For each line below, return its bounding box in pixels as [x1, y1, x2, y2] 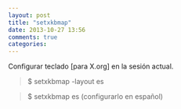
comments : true [8, 33, 58, 41]
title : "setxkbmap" [8, 19, 72, 26]
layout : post [8, 11, 51, 19]
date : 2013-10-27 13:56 [8, 26, 86, 33]
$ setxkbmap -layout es [27, 77, 104, 86]
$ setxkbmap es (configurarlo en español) [27, 92, 163, 101]
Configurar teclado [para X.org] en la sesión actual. [8, 62, 174, 71]
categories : [8, 40, 47, 48]
